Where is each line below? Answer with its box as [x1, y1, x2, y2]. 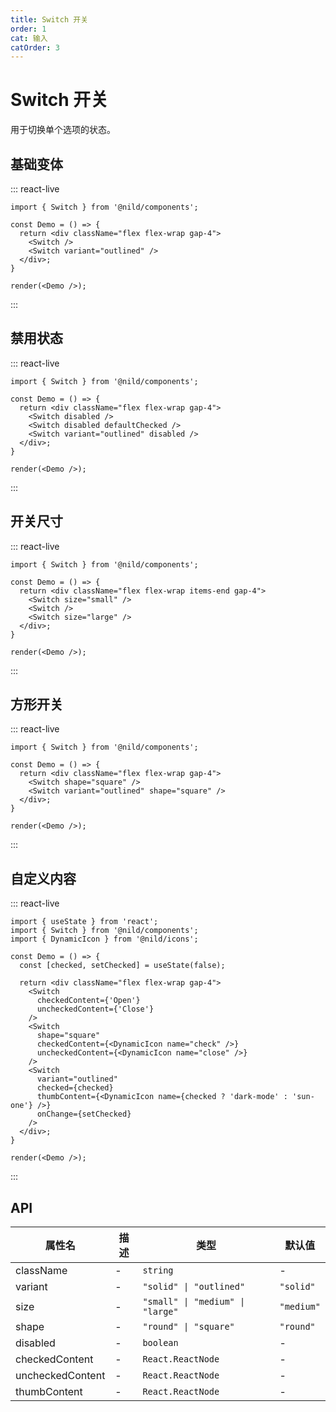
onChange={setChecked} [36, 1109, 132, 1120]
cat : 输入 [10, 33, 48, 43]
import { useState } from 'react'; [10, 917, 159, 927]
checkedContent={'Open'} [36, 996, 141, 1006]
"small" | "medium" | [142, 1296, 246, 1308]
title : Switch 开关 [10, 14, 89, 25]
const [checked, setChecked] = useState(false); [19, 961, 226, 971]
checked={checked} [36, 1083, 114, 1093]
